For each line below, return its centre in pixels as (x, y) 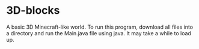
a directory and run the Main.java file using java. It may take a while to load (99, 33)
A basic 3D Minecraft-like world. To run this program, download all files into (100, 27)
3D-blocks (33, 10)
